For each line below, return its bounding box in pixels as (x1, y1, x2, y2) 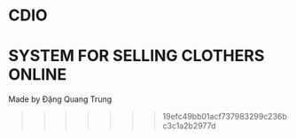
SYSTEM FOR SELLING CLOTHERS (8, 46, 265, 66)
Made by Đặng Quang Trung (8, 94, 113, 104)
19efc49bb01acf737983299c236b (162, 112, 287, 122)
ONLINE (8, 65, 67, 85)
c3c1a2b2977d (162, 120, 216, 131)
